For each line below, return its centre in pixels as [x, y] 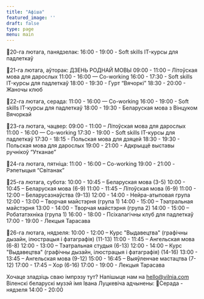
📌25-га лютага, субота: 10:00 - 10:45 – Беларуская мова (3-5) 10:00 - [96, 182]
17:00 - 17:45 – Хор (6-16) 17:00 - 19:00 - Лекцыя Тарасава [90, 265]
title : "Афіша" [26, 12]
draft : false [23, 23]
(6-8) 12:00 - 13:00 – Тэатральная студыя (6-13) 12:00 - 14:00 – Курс [94, 246]
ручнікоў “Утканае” [31, 152]
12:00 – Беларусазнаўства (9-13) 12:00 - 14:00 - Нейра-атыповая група [98, 195]
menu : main [20, 35]
